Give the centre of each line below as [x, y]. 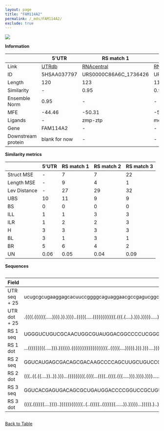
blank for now [57, 139]
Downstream [22, 136]
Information [17, 46]
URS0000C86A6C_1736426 [116, 75]
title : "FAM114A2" [24, 14]
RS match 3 [139, 167]
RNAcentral [95, 66]
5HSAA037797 [59, 75]
